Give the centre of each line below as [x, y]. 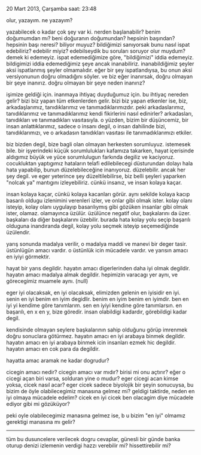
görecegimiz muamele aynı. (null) [47, 281]
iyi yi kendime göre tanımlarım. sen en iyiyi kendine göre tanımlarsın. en [94, 305]
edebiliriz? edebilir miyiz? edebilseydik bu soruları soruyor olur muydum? [96, 51]
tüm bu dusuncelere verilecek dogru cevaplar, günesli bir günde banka [93, 439]
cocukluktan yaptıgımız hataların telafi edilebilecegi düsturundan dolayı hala [100, 163]
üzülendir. [19, 232]
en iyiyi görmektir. [28, 257]
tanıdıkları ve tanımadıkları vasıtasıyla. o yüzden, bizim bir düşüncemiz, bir [98, 120]
